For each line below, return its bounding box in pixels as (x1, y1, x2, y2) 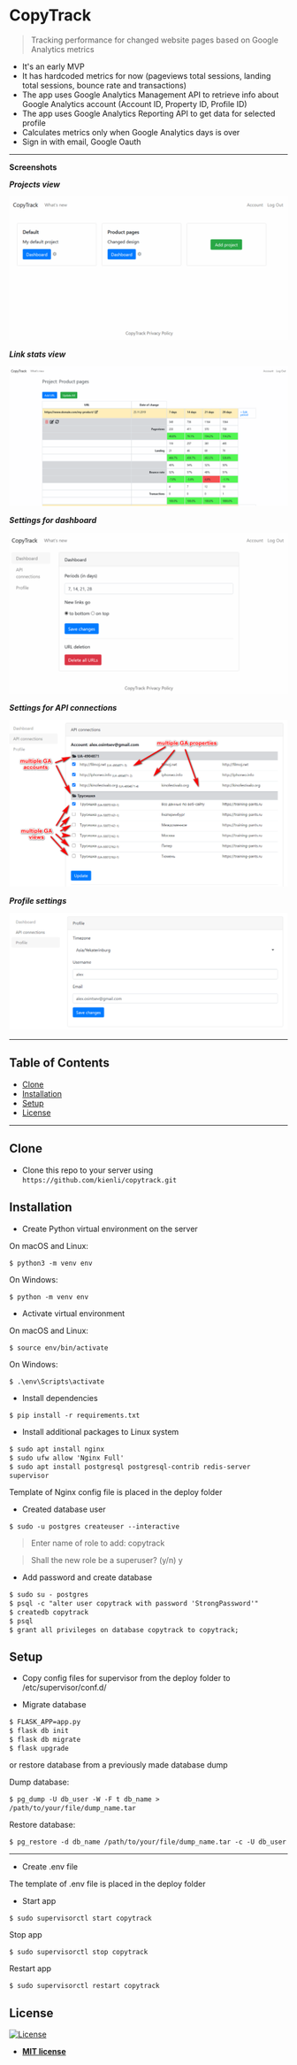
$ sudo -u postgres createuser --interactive (9, 1522, 179, 1531)
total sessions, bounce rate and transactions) (21, 80, 187, 90)
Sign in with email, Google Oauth (21, 136, 141, 147)
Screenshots (9, 161, 57, 173)
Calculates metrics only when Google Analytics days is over (21, 127, 240, 137)
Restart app (9, 1963, 51, 1974)
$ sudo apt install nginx (9, 1445, 104, 1453)
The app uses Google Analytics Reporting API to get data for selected (21, 108, 276, 119)
